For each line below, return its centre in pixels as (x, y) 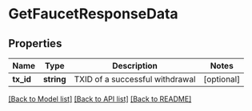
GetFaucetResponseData (93, 14)
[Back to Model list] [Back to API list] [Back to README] (100, 99)
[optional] (222, 79)
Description (135, 66)
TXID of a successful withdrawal (135, 79)
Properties (35, 44)
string (54, 79)
